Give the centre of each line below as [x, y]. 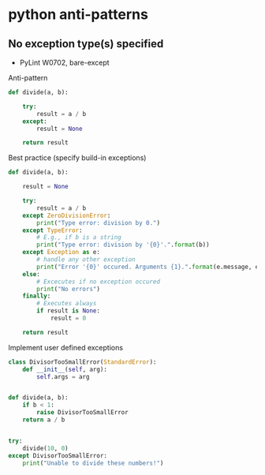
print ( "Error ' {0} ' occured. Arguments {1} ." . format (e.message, [144, 267]
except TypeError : [52, 230]
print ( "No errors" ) [69, 289]
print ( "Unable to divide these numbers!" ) [93, 463]
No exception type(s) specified [86, 44]
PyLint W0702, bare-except [64, 62]
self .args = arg [63, 376]
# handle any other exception [86, 260]
